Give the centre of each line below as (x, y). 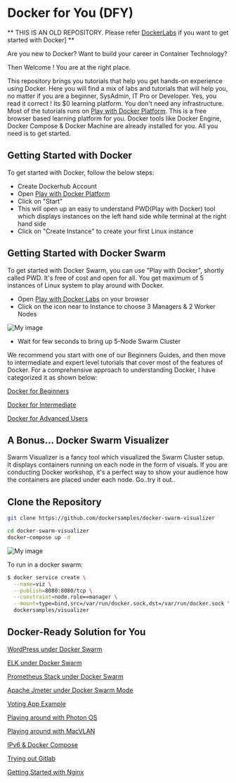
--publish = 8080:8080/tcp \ (53, 591)
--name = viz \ (33, 584)
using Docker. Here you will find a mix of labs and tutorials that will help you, (118, 88)
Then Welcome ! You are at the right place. (69, 67)
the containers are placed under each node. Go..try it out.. (91, 480)
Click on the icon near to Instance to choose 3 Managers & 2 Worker (116, 306)
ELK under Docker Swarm (45, 662)
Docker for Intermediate (42, 405)
